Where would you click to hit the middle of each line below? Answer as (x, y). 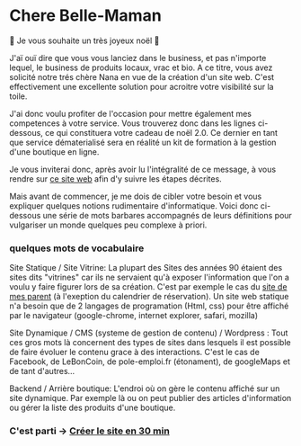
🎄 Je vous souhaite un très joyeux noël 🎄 (84, 40)
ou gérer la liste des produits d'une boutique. (93, 408)
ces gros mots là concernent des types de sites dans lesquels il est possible (150, 343)
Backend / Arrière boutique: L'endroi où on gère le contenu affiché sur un (145, 388)
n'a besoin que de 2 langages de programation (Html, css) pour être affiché (149, 306)
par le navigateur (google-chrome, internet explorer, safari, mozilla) (134, 316)
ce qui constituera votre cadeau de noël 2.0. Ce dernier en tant (161, 132)
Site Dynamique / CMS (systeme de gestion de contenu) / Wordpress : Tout (149, 333)
